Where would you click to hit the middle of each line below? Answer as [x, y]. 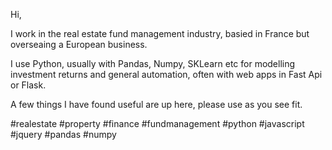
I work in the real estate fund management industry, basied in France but [160, 33]
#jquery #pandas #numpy [63, 134]
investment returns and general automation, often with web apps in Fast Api [166, 74]
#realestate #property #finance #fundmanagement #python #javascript [157, 123]
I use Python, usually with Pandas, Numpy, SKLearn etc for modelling [153, 63]
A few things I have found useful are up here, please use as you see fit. [156, 104]
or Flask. [28, 85]
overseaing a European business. [79, 44]
